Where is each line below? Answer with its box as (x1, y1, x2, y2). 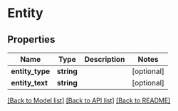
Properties (7, 33, 56, 46)
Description (84, 55, 125, 64)
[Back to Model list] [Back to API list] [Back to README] (7, 96, 171, 105)
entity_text (11, 78, 48, 88)
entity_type (11, 66, 51, 76)
